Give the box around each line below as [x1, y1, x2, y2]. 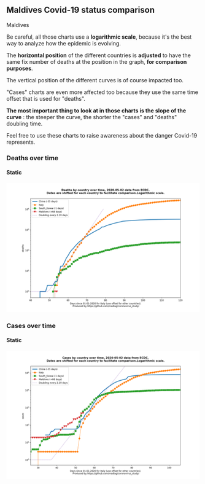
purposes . [6, 64, 33, 72]
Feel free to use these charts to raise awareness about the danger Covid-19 [6, 131, 198, 139]
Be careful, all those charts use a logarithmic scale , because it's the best [6, 33, 192, 41]
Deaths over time [6, 154, 59, 162]
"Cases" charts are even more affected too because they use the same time [6, 88, 198, 96]
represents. [6, 138, 36, 146]
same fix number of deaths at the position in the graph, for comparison [6, 58, 187, 65]
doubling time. [6, 120, 43, 127]
